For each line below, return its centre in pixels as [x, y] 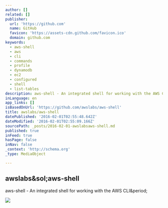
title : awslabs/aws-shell [32, 112]
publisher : [16, 19]
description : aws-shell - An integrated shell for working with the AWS [82, 93]
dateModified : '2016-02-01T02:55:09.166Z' [50, 121]
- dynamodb [21, 70]
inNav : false [19, 145]
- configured [23, 79]
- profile [20, 65]
